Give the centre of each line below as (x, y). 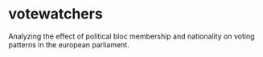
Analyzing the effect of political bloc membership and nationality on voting (131, 36)
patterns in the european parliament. (69, 44)
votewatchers (55, 14)
